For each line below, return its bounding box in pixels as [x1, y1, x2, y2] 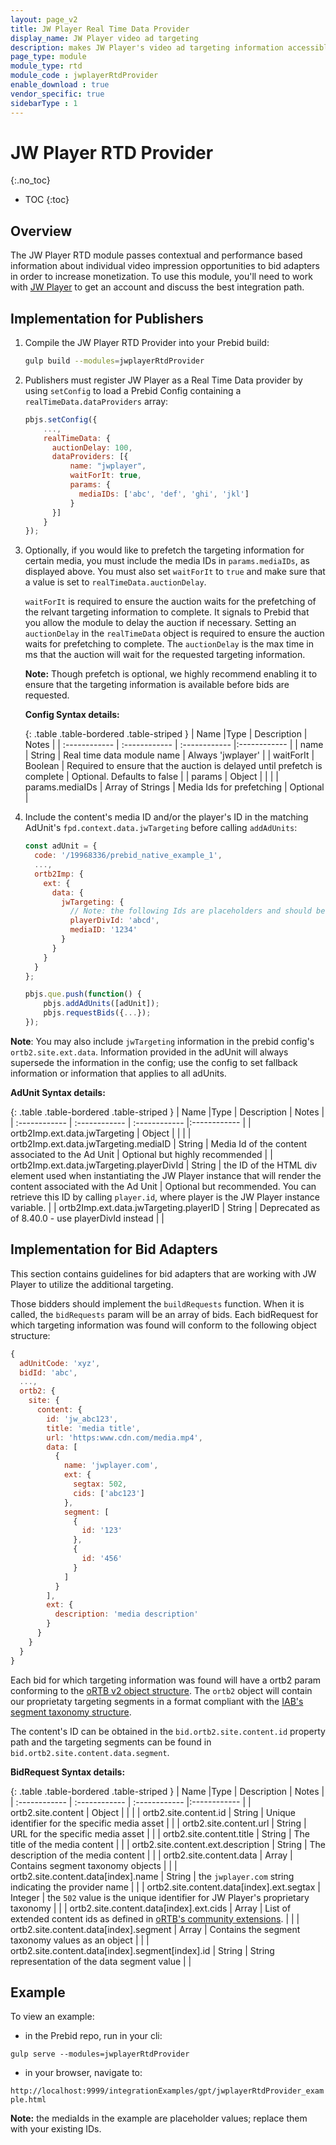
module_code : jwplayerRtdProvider [10, 71, 159, 81]
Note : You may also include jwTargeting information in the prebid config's [10, 1035, 315, 1047]
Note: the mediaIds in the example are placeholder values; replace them [10, 2112, 308, 2125]
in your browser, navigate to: [24, 2067, 143, 2079]
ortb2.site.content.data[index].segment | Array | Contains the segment [10, 1923, 301, 1935]
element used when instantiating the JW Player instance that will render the [10, 1169, 322, 1181]
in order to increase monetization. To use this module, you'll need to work [10, 271, 313, 283]
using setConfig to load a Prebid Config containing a [24, 384, 242, 396]
